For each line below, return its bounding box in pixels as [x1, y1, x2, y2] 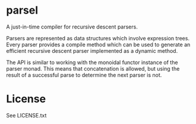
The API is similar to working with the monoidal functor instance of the [6, 59, 178, 66]
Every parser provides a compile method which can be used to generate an [6, 41, 191, 48]
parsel [6, 4, 39, 17]
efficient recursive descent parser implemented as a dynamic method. [6, 47, 178, 54]
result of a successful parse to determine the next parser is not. [6, 71, 162, 78]
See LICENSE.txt [6, 112, 47, 119]
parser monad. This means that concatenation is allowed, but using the [6, 65, 180, 72]
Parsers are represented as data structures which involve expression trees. [6, 34, 190, 42]
